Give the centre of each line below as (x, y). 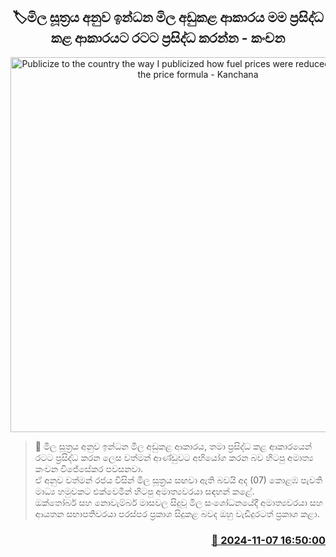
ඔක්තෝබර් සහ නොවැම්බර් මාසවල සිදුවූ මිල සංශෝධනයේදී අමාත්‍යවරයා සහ (178, 502)
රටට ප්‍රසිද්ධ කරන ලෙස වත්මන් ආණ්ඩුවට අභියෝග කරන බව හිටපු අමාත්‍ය (174, 457)
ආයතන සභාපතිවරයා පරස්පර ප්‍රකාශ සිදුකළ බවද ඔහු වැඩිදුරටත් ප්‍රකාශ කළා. (177, 513)
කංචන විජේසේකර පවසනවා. (89, 468)
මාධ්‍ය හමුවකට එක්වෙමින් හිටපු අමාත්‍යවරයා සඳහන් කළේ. (144, 491)
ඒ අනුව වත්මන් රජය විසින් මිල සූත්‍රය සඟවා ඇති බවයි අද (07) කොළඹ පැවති (178, 480)
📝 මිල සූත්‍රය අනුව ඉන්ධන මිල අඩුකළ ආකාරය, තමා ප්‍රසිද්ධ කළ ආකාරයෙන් (173, 446)
